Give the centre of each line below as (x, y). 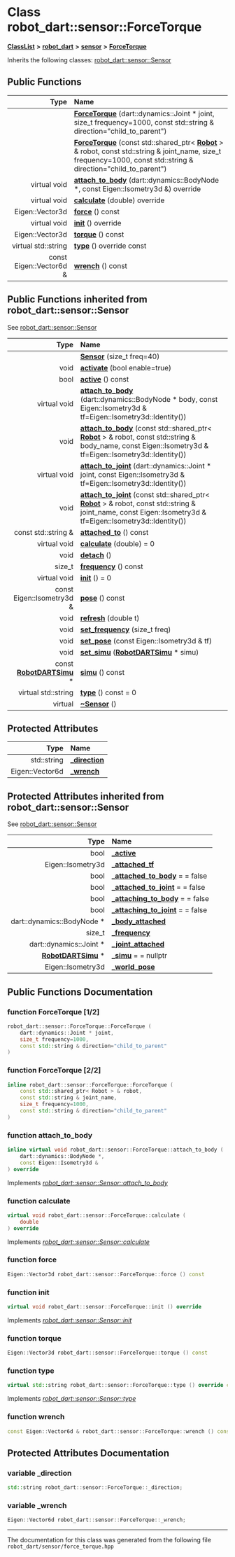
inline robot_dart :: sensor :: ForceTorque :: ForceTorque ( (90, 1085)
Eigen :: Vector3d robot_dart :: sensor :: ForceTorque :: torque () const (108, 1353)
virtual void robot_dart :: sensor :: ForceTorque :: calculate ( (97, 1215)
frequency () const (112, 566)
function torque (34, 1338)
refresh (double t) (110, 618)
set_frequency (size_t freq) (126, 629)
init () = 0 (96, 578)
